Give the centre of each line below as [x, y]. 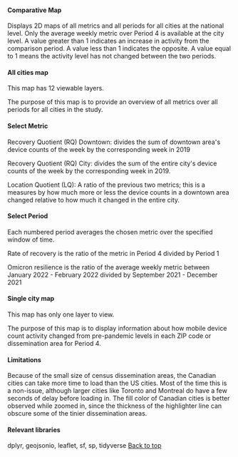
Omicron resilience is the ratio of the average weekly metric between [109, 267]
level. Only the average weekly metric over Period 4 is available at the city [116, 34]
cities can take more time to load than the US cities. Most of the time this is [117, 383]
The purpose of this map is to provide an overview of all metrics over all [113, 102]
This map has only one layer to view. [61, 314]
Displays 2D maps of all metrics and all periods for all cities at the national [116, 26]
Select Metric [28, 126]
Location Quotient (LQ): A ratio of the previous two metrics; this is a [106, 185]
